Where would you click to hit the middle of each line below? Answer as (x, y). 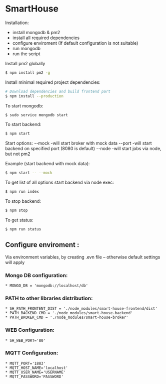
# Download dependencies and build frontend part (58, 91)
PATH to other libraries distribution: (49, 298)
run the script (26, 54)
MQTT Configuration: (32, 353)
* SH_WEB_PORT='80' (25, 340)
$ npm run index (22, 192)
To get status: (19, 220)
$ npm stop (16, 211)
